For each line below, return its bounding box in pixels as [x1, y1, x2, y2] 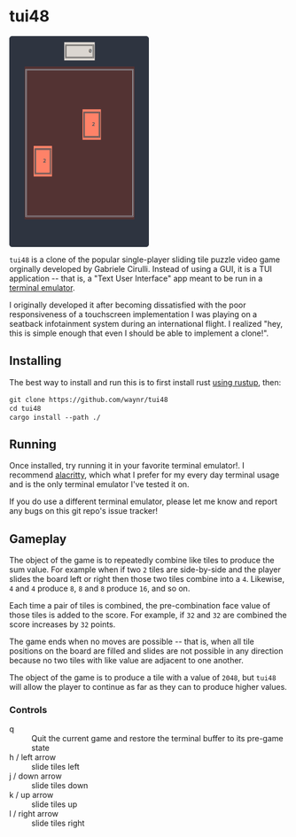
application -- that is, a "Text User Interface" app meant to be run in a [9, 273, 263, 283]
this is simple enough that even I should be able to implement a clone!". [9, 328, 269, 338]
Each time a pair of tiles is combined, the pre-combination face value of [9, 601, 270, 611]
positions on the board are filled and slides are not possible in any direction [9, 646, 284, 656]
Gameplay [9, 531, 67, 546]
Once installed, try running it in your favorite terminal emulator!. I [9, 461, 245, 471]
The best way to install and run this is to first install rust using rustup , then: [9, 376, 282, 387]
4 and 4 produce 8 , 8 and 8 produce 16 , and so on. [9, 583, 191, 594]
